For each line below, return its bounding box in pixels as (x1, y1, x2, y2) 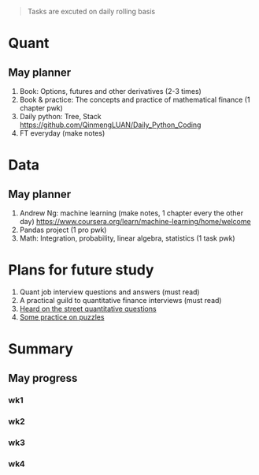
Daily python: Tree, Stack (19, 112, 102, 121)
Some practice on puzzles (19, 312, 105, 322)
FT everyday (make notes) (19, 129, 105, 137)
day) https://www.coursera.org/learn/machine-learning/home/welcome (19, 217, 251, 226)
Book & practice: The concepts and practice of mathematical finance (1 (19, 95, 250, 104)
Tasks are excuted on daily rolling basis (27, 7, 156, 16)
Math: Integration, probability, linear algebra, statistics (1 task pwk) (19, 234, 235, 243)
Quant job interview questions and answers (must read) (19, 287, 200, 297)
